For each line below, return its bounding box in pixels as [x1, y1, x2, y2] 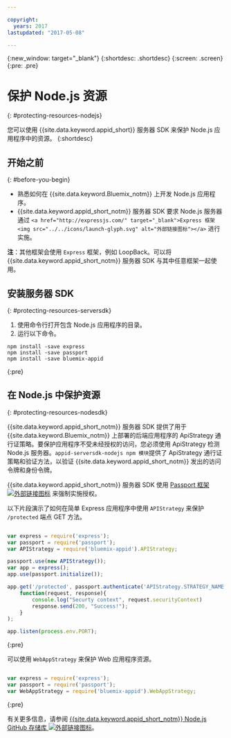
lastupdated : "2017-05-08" [7, 29, 85, 36]
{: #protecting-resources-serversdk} [7, 306, 112, 314]
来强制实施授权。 [51, 489, 101, 497]
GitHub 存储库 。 [7, 723, 98, 732]
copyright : [7, 16, 39, 23]
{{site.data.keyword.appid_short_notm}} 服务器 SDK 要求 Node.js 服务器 [17, 207, 223, 216]
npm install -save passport [7, 349, 89, 356]
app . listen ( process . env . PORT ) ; [7, 628, 98, 635]
